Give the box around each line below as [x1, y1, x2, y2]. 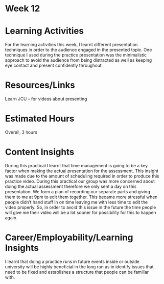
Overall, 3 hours [5, 129, 38, 135]
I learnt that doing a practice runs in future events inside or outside [5, 258, 140, 264]
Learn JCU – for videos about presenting [5, 96, 87, 102]
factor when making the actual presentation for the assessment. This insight [5, 168, 159, 174]
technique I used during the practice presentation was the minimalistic [5, 52, 147, 58]
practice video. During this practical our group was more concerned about [5, 178, 155, 184]
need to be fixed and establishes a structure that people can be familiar [5, 269, 149, 275]
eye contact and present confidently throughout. [5, 62, 103, 69]
